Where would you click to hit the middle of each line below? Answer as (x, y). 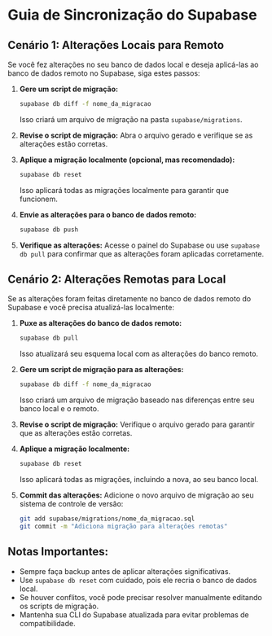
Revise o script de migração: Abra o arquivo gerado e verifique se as (136, 135)
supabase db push (49, 230)
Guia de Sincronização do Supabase (132, 15)
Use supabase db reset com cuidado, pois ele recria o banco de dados (138, 580)
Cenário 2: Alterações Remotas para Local (117, 280)
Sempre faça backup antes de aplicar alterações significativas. (125, 571)
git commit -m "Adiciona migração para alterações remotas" (123, 526)
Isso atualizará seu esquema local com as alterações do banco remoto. (138, 354)
